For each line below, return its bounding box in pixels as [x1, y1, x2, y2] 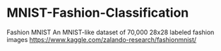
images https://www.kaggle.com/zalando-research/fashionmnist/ [6, 35, 197, 43]
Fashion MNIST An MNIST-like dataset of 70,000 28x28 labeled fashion [6, 28, 215, 36]
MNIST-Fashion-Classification [6, 5, 189, 21]
